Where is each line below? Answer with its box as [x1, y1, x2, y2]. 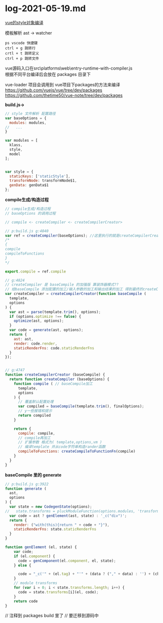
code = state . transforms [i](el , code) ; [17, 589, 98, 594]
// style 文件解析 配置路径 [5, 111, 56, 116]
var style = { [5, 169, 34, 174]
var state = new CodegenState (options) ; [9, 504, 92, 509]
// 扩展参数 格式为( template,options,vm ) [17, 440, 102, 445]
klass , [9, 143, 23, 147]
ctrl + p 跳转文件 [5, 56, 39, 61]
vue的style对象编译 [5, 19, 44, 25]
